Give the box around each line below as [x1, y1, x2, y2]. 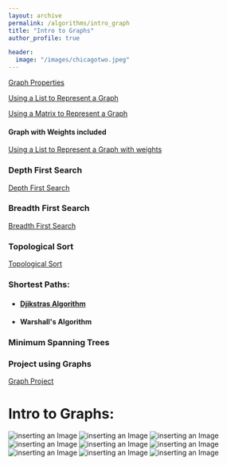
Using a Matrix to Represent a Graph [8, 109, 128, 118]
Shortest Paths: [8, 279, 70, 290]
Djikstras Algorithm [19, 299, 86, 308]
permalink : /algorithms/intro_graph [8, 19, 130, 27]
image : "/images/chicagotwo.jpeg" [15, 56, 130, 64]
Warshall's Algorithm [19, 317, 92, 327]
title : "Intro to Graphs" [8, 26, 94, 34]
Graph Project [8, 376, 54, 386]
